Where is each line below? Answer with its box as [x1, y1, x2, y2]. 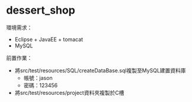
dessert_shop [6, 4, 75, 17]
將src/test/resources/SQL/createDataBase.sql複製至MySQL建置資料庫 [14, 66, 186, 74]
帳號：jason [23, 74, 53, 81]
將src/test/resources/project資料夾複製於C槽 [14, 89, 124, 96]
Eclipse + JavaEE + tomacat [14, 36, 84, 43]
